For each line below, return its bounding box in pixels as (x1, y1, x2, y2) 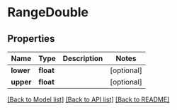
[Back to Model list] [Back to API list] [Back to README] (7, 95, 170, 104)
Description (62, 54, 103, 63)
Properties (7, 33, 55, 45)
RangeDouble (7, 4, 89, 21)
